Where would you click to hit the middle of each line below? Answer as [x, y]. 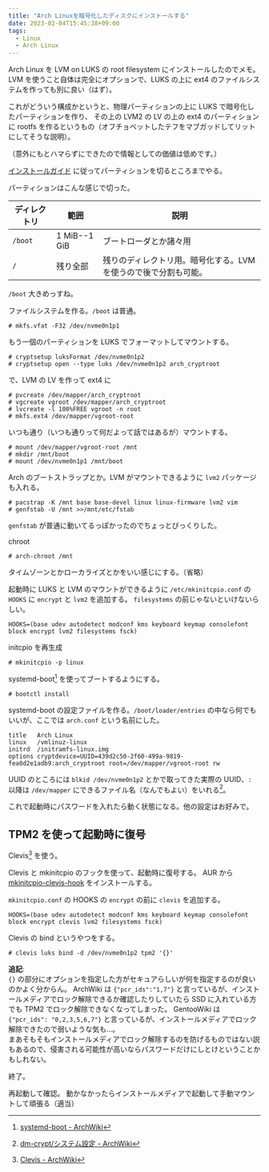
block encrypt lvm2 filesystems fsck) [73, 632]
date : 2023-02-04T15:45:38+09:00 [64, 23]
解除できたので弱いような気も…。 [64, 1029]
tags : [17, 31]
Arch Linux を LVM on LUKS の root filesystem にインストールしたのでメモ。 [134, 70]
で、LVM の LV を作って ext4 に [60, 380]
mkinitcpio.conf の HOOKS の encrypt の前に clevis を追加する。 [117, 899]
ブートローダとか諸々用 [147, 242]
